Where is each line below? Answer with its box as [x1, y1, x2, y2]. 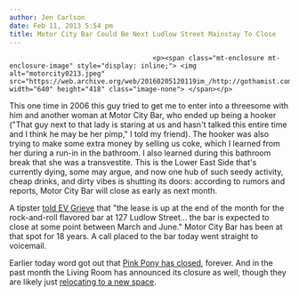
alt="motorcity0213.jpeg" [9, 69, 105, 78]
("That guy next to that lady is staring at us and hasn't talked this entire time [9, 119, 287, 130]
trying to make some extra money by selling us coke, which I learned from [9, 139, 280, 149]
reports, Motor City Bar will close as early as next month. [9, 186, 218, 196]
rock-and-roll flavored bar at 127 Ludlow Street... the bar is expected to [9, 212, 270, 223]
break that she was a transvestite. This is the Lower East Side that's [9, 157, 257, 168]
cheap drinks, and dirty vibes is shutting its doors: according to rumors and [9, 176, 286, 187]
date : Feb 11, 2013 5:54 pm [9, 21, 114, 30]
